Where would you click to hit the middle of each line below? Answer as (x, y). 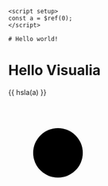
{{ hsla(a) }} (27, 92)
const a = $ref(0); (40, 18)
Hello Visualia (54, 70)
